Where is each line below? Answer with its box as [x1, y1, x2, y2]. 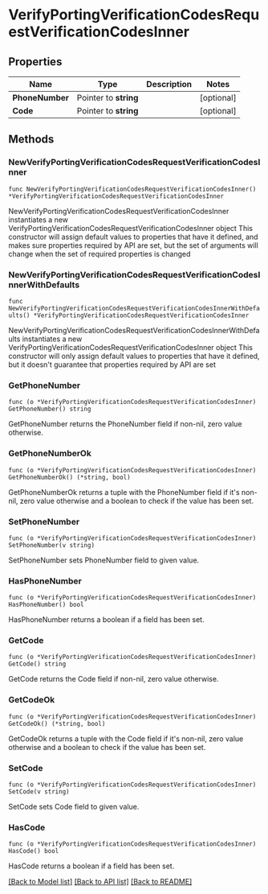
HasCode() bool [8, 847, 59, 855]
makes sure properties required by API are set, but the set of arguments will [8, 240, 258, 250]
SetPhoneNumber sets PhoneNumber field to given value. [8, 555, 200, 565]
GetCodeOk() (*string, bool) [8, 719, 106, 727]
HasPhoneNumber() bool [8, 601, 84, 609]
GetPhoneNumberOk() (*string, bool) [8, 473, 131, 481]
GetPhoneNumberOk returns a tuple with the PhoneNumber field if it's [8, 487, 240, 496]
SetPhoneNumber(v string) [8, 541, 95, 549]
